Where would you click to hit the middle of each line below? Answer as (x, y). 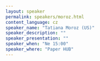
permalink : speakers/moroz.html (45, 17)
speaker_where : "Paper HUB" (40, 49)
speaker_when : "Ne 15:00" (37, 44)
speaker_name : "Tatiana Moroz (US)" (50, 28)
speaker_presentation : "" (37, 38)
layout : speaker (25, 11)
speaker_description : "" (36, 33)
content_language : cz (32, 22)
